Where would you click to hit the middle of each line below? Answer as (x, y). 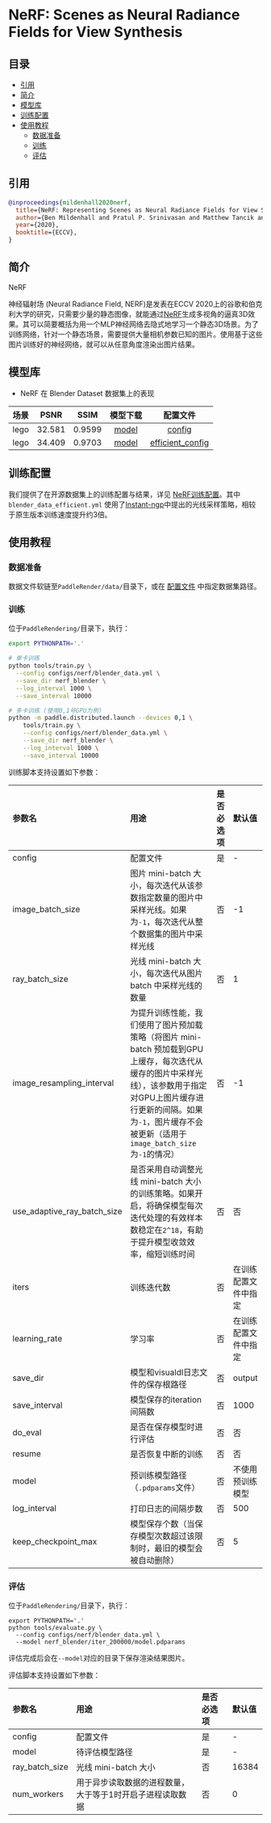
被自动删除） (154, 1560)
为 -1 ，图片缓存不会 (167, 1122)
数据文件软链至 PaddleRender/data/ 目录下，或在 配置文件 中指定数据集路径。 (135, 587)
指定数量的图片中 (171, 897)
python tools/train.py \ (50, 666)
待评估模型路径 (104, 1753)
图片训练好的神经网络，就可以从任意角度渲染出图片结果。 (104, 344)
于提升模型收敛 (158, 1242)
